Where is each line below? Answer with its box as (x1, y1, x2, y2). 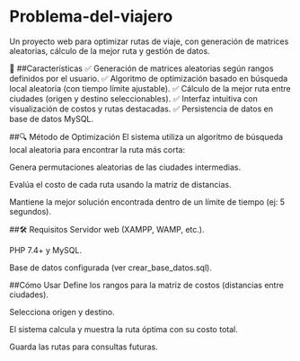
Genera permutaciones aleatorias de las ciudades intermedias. (9, 162, 242, 172)
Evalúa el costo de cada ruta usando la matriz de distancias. (9, 179, 232, 189)
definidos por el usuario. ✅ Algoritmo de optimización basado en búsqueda (9, 73, 288, 84)
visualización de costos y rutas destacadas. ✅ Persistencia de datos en (9, 103, 274, 114)
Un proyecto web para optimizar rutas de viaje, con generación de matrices (9, 36, 289, 47)
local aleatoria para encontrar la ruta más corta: (9, 144, 186, 154)
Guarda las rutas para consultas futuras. (9, 341, 159, 352)
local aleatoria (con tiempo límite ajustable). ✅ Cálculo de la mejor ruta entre (9, 83, 292, 93)
